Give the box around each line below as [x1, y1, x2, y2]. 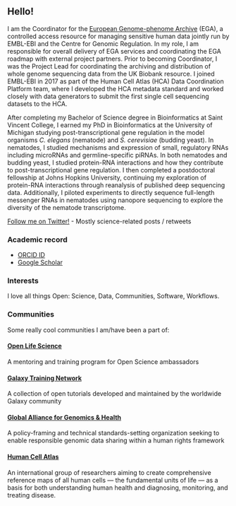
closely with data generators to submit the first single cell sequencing [7, 92, 209, 100]
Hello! [7, 6, 34, 18]
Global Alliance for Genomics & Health [7, 413, 122, 421]
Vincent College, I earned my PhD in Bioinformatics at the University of [7, 120, 213, 129]
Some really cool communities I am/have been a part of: [7, 325, 170, 334]
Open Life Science [7, 342, 62, 351]
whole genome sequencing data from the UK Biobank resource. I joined [7, 69, 215, 78]
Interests [7, 276, 39, 286]
